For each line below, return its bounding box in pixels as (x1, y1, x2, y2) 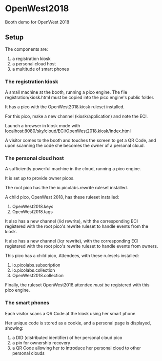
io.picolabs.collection (12, 267, 55, 273)
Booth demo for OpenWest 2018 (5, 19, 70, 25)
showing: (5, 325, 23, 331)
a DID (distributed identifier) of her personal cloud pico (12, 335, 122, 341)
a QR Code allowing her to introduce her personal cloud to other (12, 345, 141, 351)
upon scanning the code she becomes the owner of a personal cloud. (5, 142, 145, 149)
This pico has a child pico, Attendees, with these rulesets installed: (5, 253, 139, 259)
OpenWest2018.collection (12, 273, 64, 279)
